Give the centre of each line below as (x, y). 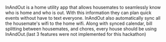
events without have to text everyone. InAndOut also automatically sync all (83, 18)
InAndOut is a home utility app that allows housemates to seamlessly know (83, 7)
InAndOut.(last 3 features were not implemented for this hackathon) (76, 34)
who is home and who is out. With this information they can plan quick (78, 13)
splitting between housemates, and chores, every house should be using (81, 29)
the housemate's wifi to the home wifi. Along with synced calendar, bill (79, 23)
